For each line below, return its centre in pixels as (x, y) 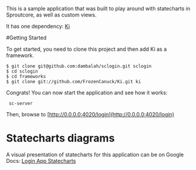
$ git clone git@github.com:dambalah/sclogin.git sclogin (79, 66)
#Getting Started (26, 37)
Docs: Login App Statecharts (41, 161)
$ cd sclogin (22, 71)
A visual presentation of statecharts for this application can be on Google (95, 154)
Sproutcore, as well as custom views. (51, 15)
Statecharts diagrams (61, 138)
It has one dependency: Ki (38, 26)
